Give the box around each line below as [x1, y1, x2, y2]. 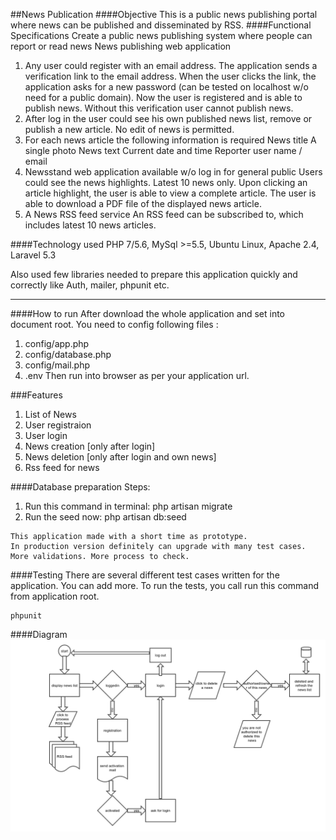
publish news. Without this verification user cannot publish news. [24, 102, 294, 114]
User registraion [24, 419, 92, 431]
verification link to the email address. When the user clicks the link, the [24, 70, 317, 82]
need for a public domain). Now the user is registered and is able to [24, 92, 303, 103]
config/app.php [24, 338, 90, 349]
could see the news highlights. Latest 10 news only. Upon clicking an [24, 177, 308, 188]
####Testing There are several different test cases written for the [10, 569, 280, 581]
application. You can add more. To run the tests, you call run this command [10, 580, 320, 591]
